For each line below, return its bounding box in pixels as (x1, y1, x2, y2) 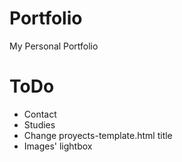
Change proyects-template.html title (23, 129, 173, 141)
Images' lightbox (23, 140, 93, 152)
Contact (23, 108, 57, 120)
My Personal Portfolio (9, 40, 99, 52)
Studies (23, 118, 56, 131)
